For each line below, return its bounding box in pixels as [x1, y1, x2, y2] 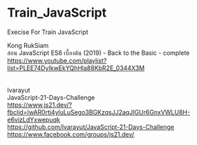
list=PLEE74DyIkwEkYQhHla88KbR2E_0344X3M [7, 64, 145, 72]
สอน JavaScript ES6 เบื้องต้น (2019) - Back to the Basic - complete [7, 49, 190, 57]
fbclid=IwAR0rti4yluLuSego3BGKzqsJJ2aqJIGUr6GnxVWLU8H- [7, 108, 190, 116]
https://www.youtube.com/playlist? [7, 56, 107, 65]
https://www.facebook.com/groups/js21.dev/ [7, 130, 135, 138]
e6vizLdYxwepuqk [7, 115, 60, 123]
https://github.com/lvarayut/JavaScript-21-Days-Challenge [7, 123, 175, 131]
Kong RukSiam [7, 41, 49, 49]
